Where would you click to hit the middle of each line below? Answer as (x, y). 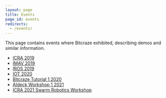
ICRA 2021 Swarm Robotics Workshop (52, 90)
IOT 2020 (22, 74)
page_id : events (22, 19)
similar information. (25, 48)
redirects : (17, 24)
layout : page (19, 10)
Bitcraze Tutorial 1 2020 (37, 79)
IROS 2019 (23, 69)
